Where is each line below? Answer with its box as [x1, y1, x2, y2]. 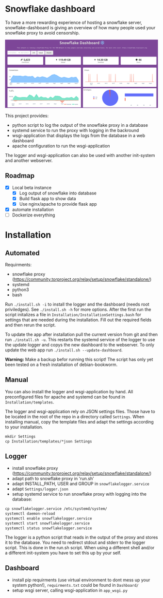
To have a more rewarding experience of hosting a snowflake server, [5, 19, 142, 25]
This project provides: [5, 113, 49, 118]
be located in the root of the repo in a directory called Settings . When [5, 413, 145, 420]
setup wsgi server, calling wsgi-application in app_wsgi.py [12, 587, 128, 593]
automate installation [12, 206, 54, 212]
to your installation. [5, 424, 44, 430]
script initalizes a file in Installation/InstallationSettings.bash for [5, 312, 142, 318]
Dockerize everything [12, 212, 55, 218]
